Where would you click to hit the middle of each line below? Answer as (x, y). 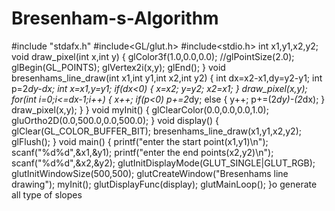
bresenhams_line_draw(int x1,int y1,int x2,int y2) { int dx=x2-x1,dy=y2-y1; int (167, 78)
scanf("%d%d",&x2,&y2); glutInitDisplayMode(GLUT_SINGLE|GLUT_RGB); (163, 163)
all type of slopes (47, 194)
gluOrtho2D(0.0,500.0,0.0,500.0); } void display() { (115, 120)
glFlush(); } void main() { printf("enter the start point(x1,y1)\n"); (140, 141)
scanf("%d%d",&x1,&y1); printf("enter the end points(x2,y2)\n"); (142, 152)
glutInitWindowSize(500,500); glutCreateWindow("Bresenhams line (150, 173)
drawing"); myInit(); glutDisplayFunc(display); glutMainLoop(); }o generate (164, 184)
